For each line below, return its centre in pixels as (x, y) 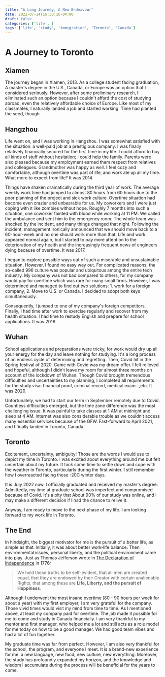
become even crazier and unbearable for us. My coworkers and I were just (81, 203)
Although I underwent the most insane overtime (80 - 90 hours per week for (82, 598)
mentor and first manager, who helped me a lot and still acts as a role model (82, 624)
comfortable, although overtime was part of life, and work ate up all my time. (83, 172)
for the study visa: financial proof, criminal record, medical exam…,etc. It (79, 385)
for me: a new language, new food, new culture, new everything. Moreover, (81, 655)
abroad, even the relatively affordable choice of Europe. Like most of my (78, 103)
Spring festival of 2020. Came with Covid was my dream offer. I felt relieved (82, 365)
